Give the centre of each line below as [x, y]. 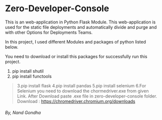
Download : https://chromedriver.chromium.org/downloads [76, 101]
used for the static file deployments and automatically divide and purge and [81, 27]
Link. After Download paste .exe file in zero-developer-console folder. [87, 96]
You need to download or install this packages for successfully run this [76, 56]
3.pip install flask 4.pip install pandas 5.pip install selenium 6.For [81, 85]
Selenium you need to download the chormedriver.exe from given [83, 91]
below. [12, 47]
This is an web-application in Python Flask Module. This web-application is [81, 22]
